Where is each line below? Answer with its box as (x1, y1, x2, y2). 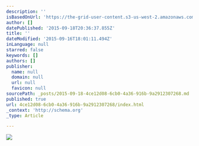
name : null (11, 69, 38, 75)
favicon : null (11, 85, 46, 91)
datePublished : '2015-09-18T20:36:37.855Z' (6, 25, 115, 31)
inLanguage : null (6, 42, 49, 48)
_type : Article (6, 112, 44, 118)
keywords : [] (6, 52, 38, 58)
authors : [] (6, 58, 36, 64)
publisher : (6, 63, 33, 69)
